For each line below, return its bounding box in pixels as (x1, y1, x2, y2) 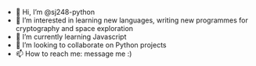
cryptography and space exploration (15, 24, 134, 33)
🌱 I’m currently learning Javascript (15, 32, 127, 41)
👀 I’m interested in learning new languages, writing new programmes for (15, 16, 249, 25)
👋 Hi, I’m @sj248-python (15, 8, 96, 16)
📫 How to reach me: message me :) (15, 49, 132, 58)
